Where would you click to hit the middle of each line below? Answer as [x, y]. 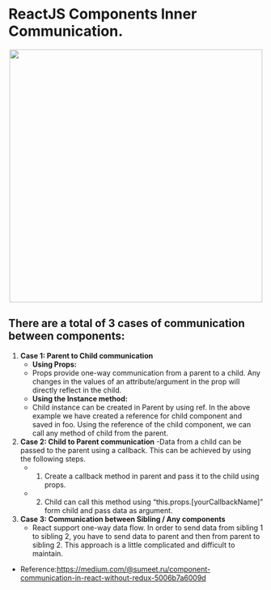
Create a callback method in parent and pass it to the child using [152, 476]
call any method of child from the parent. [100, 433]
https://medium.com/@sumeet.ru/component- [133, 569]
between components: [67, 336]
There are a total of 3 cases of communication [127, 323]
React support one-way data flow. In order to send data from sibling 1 [148, 528]
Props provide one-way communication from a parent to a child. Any [146, 372]
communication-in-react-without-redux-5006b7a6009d [113, 577]
